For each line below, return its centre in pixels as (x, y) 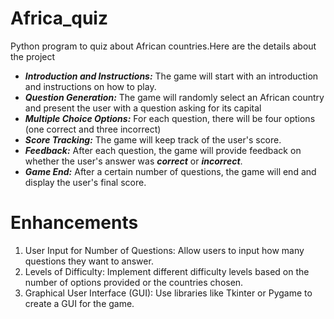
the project (33, 56)
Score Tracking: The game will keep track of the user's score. (153, 139)
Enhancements (74, 223)
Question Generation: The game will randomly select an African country (174, 97)
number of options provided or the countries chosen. (134, 282)
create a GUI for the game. (79, 303)
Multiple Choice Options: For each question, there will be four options (170, 118)
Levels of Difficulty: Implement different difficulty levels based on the (167, 271)
